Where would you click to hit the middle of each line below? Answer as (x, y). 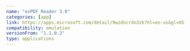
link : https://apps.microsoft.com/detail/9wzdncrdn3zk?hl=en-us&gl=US (95, 22)
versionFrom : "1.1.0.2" (36, 33)
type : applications (30, 39)
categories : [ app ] (29, 17)
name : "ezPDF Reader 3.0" (38, 11)
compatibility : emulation (38, 28)
